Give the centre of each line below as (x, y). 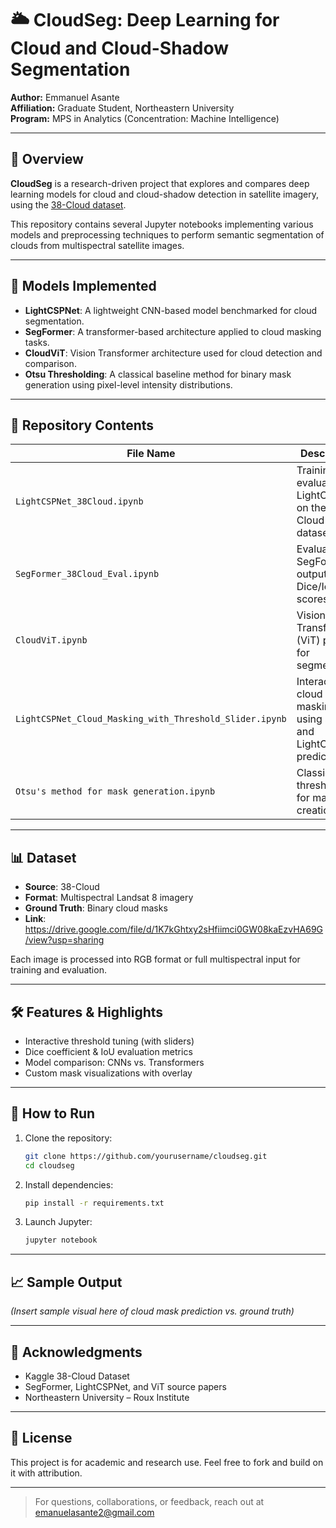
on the (311, 508)
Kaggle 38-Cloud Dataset (77, 1376)
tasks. (37, 342)
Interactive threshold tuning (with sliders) (109, 1041)
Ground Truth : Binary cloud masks (96, 908)
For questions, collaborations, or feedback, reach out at (149, 1501)
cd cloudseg (49, 1165)
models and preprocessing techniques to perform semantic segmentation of (167, 234)
